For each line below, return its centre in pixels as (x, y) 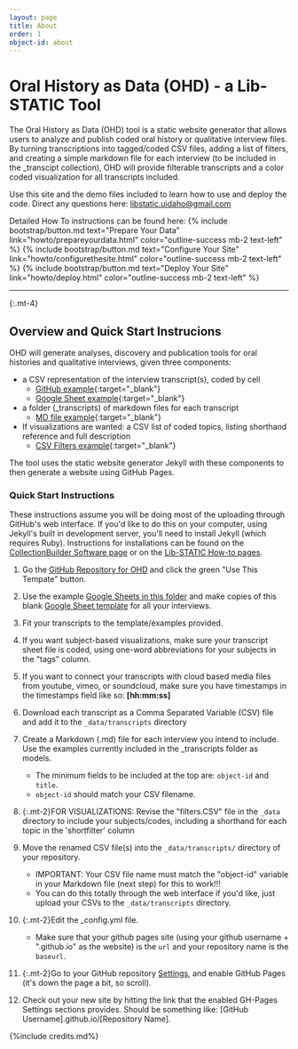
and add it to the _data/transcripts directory (105, 722)
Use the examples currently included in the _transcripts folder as (140, 749)
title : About (33, 26)
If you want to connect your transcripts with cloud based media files (146, 676)
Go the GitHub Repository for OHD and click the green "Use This (140, 569)
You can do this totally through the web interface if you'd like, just (155, 893)
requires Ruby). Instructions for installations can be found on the (127, 543)
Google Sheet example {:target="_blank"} (110, 398)
